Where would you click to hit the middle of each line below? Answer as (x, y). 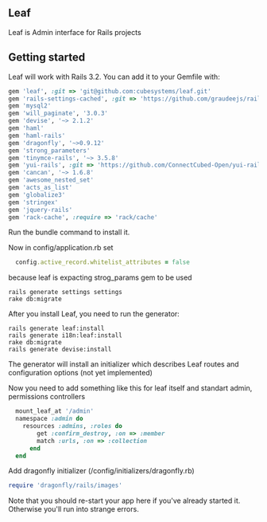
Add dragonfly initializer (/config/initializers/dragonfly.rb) (101, 471)
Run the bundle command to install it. (69, 232)
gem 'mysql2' (30, 106)
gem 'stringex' (33, 202)
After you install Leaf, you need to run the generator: (94, 314)
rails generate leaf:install (56, 329)
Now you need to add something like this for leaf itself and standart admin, (130, 388)
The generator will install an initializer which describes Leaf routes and (124, 364)
